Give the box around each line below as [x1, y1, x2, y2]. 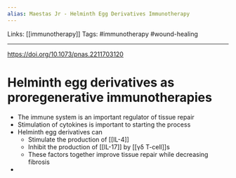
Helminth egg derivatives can [17, 127, 103, 136]
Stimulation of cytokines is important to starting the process [17, 120, 191, 129]
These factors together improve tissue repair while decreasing [27, 150, 209, 158]
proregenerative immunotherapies [7, 89, 213, 106]
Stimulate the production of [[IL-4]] [27, 135, 130, 144]
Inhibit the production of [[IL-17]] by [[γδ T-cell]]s [27, 142, 170, 151]
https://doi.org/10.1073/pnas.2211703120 [7, 50, 124, 58]
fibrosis [27, 158, 51, 166]
